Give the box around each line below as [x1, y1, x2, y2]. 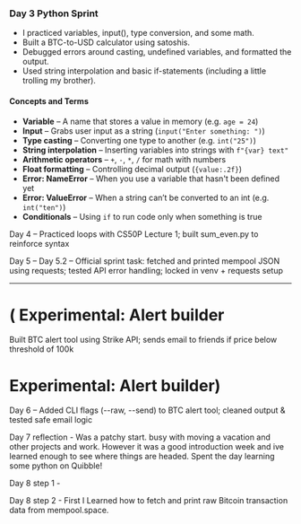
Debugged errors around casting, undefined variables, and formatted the [21, 47, 292, 57]
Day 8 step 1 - [9, 478, 61, 489]
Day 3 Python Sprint [9, 7, 99, 20]
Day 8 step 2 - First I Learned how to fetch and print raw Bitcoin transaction [9, 495, 288, 506]
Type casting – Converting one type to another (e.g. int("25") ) [21, 135, 257, 145]
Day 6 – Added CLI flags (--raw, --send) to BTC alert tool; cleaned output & [9, 405, 286, 415]
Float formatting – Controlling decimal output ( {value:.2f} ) [21, 163, 243, 174]
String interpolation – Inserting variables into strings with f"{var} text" [21, 144, 289, 155]
